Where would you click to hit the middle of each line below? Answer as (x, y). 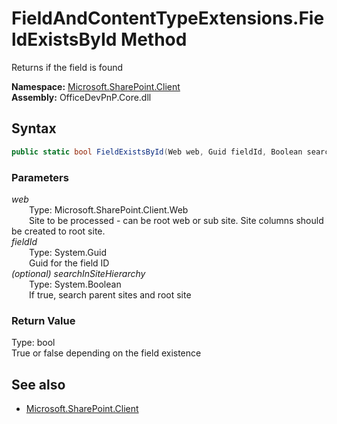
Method (154, 39)
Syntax (34, 128)
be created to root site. (58, 231)
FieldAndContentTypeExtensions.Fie (168, 18)
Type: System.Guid (68, 252)
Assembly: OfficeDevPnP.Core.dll (81, 97)
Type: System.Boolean (75, 284)
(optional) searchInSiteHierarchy (78, 273)
